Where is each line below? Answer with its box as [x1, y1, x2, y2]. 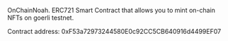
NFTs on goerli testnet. [7, 13, 74, 22]
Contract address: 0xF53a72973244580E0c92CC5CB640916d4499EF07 [7, 28, 222, 35]
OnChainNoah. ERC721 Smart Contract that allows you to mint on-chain [7, 6, 216, 14]
